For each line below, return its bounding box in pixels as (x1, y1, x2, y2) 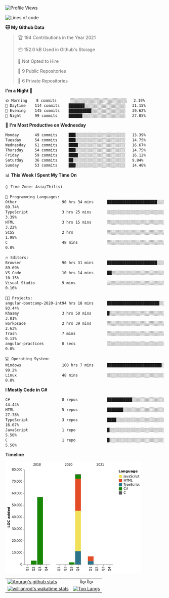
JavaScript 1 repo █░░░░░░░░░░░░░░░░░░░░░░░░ (5, 428, 164, 433)
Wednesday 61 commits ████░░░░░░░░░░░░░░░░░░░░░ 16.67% (5, 143, 146, 148)
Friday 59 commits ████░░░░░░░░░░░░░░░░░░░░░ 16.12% (5, 153, 146, 158)
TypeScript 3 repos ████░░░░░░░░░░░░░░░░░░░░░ (5, 417, 164, 422)
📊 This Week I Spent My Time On (5, 172, 77, 178)
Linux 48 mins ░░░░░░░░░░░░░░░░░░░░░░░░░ (5, 373, 164, 378)
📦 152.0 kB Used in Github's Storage (17, 47, 95, 53)
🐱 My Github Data (5, 24, 45, 30)
